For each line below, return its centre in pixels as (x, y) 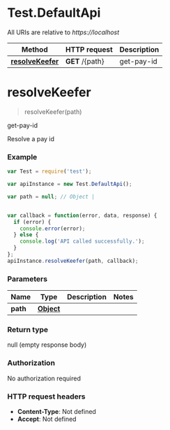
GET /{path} (85, 61)
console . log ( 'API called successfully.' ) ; (82, 242)
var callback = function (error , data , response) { (82, 215)
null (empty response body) (47, 345)
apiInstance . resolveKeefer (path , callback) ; (73, 261)
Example (22, 157)
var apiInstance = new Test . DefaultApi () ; (70, 184)
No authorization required (44, 378)
